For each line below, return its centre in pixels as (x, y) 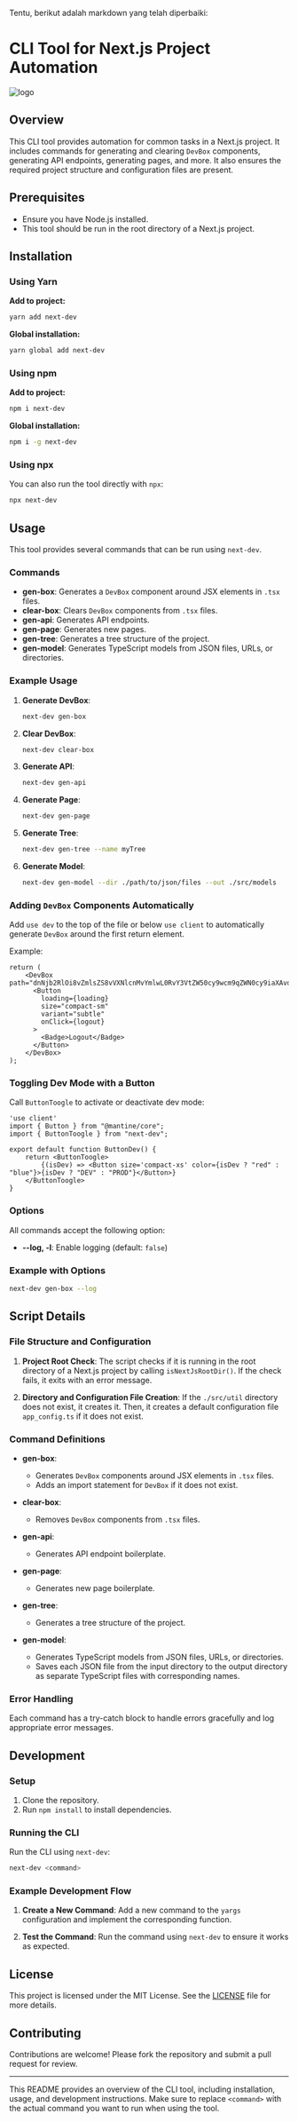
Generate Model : (54, 866)
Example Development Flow (70, 1891)
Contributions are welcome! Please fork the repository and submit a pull (141, 2054)
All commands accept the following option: (87, 1230)
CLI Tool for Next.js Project (110, 49)
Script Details (47, 1316)
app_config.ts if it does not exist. (82, 1416)
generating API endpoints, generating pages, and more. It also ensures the (145, 160)
